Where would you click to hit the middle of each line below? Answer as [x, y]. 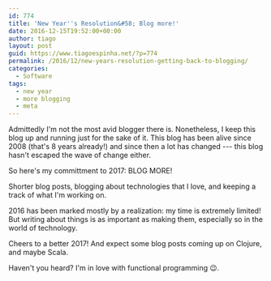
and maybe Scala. [39, 253]
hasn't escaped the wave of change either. [80, 155]
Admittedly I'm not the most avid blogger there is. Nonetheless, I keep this [132, 130]
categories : [28, 69]
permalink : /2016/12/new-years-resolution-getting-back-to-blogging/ [129, 62]
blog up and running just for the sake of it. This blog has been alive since [130, 138]
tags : [17, 83]
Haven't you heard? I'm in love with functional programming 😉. [114, 268]
